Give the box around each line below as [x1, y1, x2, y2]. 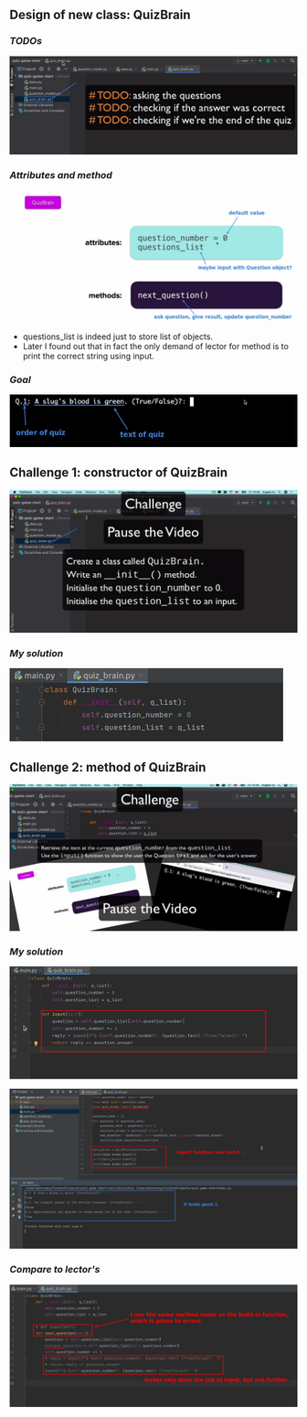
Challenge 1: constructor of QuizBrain [9, 465, 228, 481]
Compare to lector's [9, 1263, 101, 1276]
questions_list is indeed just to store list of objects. [22, 331, 213, 342]
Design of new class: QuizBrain [9, 7, 191, 23]
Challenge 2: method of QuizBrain [9, 759, 206, 775]
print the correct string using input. [22, 350, 155, 361]
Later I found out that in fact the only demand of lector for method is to [22, 340, 290, 351]
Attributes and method [9, 168, 112, 181]
